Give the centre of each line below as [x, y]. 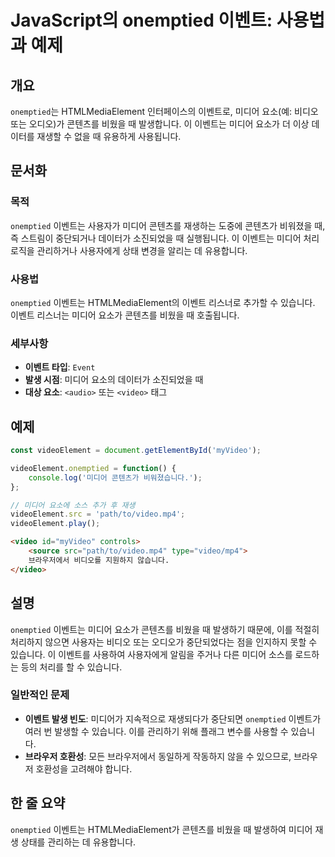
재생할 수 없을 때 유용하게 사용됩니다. [109, 136]
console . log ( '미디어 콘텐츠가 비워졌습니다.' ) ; [115, 477]
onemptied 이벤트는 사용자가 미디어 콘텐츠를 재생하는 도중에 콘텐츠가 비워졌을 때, [168, 225]
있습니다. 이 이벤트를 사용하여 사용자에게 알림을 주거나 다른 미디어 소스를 [151, 654]
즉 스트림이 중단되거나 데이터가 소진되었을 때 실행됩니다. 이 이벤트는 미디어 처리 [165, 238]
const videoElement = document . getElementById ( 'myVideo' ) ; [136, 451]
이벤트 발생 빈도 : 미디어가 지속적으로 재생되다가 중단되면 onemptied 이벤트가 [173, 718]
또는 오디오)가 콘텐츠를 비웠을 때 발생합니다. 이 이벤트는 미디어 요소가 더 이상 [160, 124]
